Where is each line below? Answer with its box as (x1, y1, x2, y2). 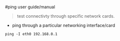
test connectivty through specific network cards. (17, 13, 115, 19)
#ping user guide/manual (5, 4, 55, 10)
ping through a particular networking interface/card (12, 22, 116, 28)
